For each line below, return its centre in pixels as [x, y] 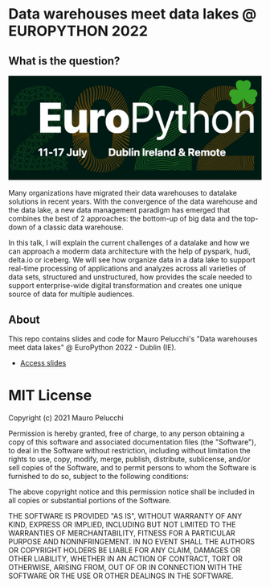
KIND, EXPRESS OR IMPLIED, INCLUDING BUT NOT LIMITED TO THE [122, 524]
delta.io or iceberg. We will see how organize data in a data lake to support [132, 260]
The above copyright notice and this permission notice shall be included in [131, 491]
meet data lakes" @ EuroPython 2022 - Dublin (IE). [92, 348]
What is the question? [64, 61]
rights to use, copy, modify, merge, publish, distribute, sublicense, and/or [129, 459]
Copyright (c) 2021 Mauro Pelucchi [66, 418]
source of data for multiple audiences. [72, 294]
